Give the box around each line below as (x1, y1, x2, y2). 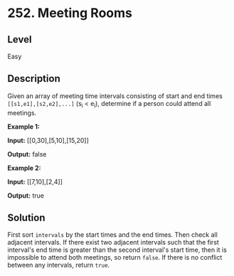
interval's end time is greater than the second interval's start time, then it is (7, 245, 228, 254)
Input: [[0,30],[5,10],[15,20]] (7, 136, 89, 144)
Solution (7, 212, 46, 223)
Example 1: (7, 122, 41, 131)
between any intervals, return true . (7, 261, 110, 270)
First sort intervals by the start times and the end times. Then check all (7, 230, 218, 239)
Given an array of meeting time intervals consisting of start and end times (7, 91, 223, 100)
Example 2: (7, 164, 41, 172)
